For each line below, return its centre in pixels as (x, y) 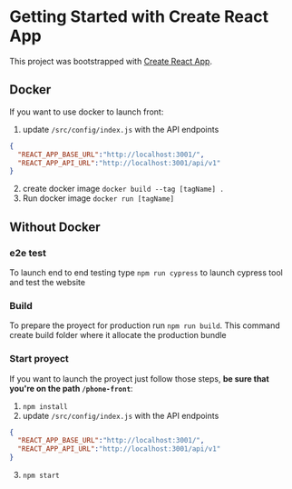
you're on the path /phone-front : (71, 388)
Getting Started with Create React (139, 17)
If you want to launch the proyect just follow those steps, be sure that (139, 378)
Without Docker (55, 227)
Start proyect (39, 359)
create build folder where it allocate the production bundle (118, 335)
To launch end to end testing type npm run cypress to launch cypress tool (146, 272)
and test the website (48, 282)
